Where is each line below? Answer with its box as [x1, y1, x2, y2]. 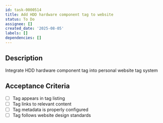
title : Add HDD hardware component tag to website [5, 12, 114, 17]
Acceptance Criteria [5, 82, 70, 90]
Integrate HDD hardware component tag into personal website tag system [5, 67, 158, 73]
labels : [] [5, 31, 28, 36]
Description [5, 54, 43, 63]
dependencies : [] [5, 36, 42, 41]
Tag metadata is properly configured [12, 106, 89, 112]
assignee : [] [5, 21, 33, 27]
